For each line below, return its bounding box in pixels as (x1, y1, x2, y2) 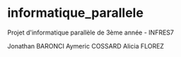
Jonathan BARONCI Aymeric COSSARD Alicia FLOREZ (7, 42, 165, 50)
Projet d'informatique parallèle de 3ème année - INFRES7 (7, 28, 175, 37)
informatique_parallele (7, 5, 144, 21)
